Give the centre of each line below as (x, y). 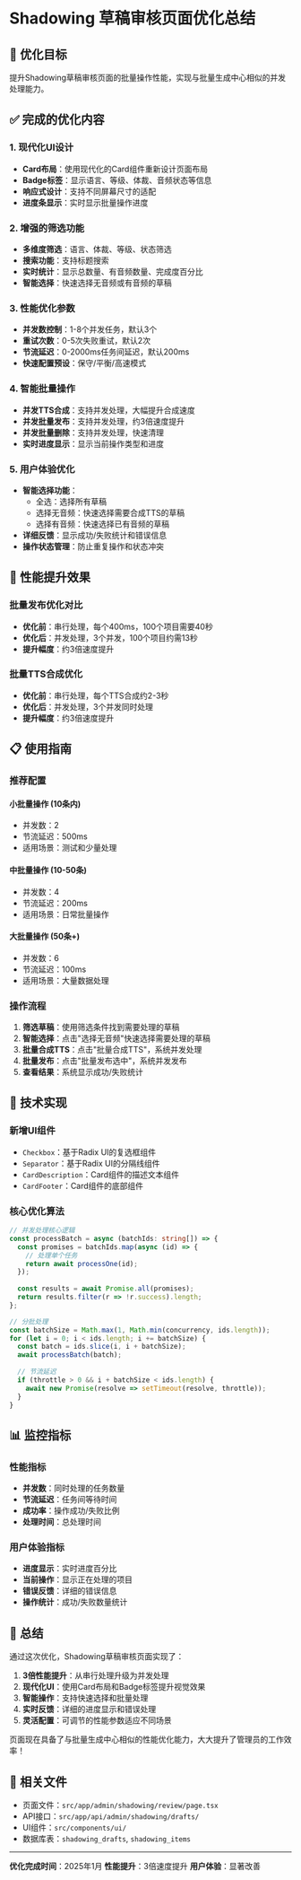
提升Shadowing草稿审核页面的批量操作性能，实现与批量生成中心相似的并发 (148, 78)
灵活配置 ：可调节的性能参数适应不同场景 (97, 1720)
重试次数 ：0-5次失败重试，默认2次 (86, 341)
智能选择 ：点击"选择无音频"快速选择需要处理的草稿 (116, 1038)
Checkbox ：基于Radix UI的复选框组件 (89, 1152)
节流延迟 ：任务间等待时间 (69, 1500)
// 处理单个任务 (52, 1255)
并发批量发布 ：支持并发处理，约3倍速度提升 (103, 421)
